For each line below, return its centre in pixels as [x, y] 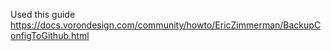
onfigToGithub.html [50, 35]
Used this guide [43, 14]
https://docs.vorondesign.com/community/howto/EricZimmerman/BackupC [166, 25]
